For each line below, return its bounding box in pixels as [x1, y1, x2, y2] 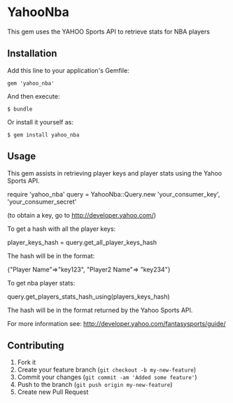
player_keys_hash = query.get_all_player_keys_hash [7, 238, 157, 246]
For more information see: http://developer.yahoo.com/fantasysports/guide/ [7, 319, 226, 327]
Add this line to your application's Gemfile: [7, 66, 129, 74]
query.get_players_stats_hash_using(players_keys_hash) [7, 292, 170, 301]
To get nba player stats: [7, 278, 76, 287]
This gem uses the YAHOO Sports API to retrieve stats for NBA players [7, 27, 210, 36]
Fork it [17, 358, 36, 367]
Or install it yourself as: [7, 118, 73, 126]
